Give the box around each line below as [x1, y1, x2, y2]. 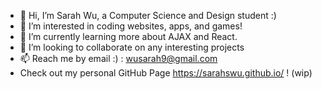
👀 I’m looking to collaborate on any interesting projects [19, 41, 245, 53]
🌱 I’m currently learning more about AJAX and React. [19, 31, 238, 42]
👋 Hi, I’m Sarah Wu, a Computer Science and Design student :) [19, 10, 277, 21]
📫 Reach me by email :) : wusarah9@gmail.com [19, 53, 218, 64]
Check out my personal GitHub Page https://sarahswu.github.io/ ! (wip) [19, 67, 313, 79]
